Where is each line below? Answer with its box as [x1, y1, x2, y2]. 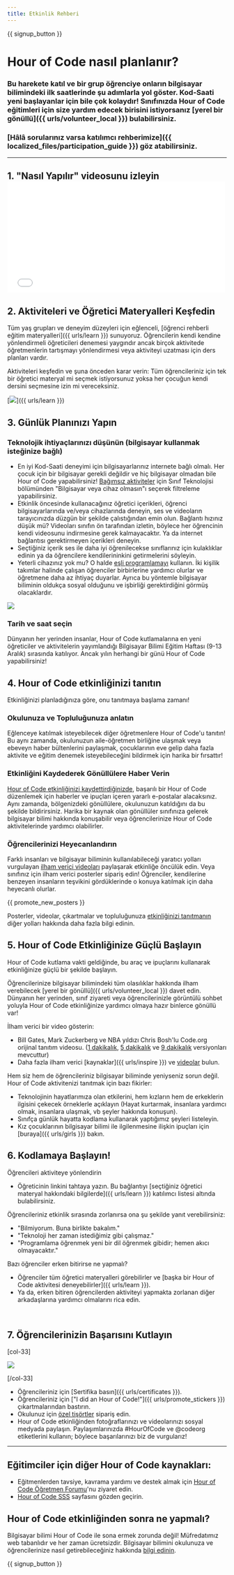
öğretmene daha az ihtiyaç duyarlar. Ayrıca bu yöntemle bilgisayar [17, 573, 208, 582]
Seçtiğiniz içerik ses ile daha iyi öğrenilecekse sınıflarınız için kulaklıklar [17, 543, 223, 552]
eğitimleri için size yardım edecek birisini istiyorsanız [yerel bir [7, 105, 224, 115]
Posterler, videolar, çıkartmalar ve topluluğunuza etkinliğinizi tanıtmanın [7, 911, 212, 920]
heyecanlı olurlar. [7, 884, 57, 893]
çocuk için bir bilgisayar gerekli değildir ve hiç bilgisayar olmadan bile [17, 469, 217, 478]
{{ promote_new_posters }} [7, 898, 85, 907]
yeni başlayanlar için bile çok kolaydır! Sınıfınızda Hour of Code [7, 96, 225, 105]
